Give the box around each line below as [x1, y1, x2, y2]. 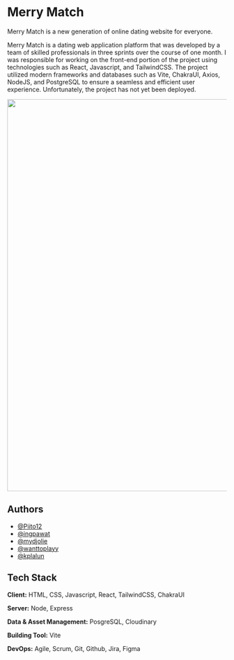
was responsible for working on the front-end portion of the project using [7, 55, 218, 63]
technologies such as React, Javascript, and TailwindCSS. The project [7, 63, 208, 71]
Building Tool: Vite [7, 631, 61, 639]
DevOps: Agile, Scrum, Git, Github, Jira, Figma [7, 644, 141, 652]
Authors [7, 503, 44, 516]
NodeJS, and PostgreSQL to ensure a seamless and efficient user [7, 77, 196, 86]
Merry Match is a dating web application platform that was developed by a [7, 40, 221, 49]
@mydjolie [17, 537, 48, 545]
